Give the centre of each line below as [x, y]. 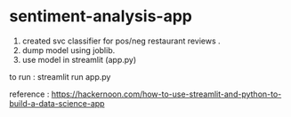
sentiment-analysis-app [101, 16]
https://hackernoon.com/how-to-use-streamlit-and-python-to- [166, 94]
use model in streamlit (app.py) [79, 59]
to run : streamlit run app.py [60, 76]
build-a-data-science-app [57, 103]
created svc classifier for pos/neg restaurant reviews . [121, 41]
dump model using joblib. [69, 50]
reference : [29, 94]
